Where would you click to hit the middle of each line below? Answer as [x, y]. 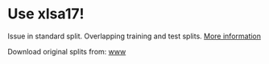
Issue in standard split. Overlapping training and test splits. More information [134, 36]
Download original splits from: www [67, 51]
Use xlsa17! [46, 14]
